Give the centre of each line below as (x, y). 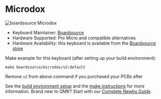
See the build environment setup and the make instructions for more (75, 86)
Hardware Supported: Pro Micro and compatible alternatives (74, 38)
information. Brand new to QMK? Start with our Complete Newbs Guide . (79, 91)
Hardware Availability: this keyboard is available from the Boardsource (84, 43)
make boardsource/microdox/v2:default (45, 67)
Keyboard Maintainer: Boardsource (48, 32)
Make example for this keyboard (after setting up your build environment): (81, 58)
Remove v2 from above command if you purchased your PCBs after (74, 76)
